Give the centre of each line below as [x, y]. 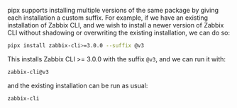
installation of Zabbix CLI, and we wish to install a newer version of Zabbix [116, 25]
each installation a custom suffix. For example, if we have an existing [108, 18]
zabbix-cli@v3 [28, 72]
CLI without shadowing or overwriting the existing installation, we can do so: [119, 32]
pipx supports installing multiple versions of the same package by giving [113, 10]
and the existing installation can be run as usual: [78, 85]
